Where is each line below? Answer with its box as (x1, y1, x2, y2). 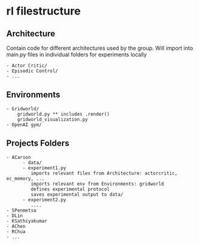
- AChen (6, 223, 26, 229)
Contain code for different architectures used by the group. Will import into (6, 44, 193, 52)
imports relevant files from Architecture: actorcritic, (30, 170, 178, 176)
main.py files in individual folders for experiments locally (6, 51, 147, 58)
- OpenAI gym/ (6, 121, 42, 128)
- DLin (6, 212, 23, 219)
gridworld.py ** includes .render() (17, 111, 110, 117)
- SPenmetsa (6, 207, 36, 213)
